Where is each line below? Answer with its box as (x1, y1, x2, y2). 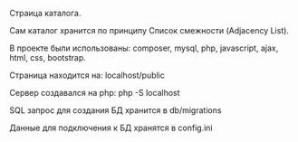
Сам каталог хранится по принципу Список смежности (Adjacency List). (9, 25, 290, 35)
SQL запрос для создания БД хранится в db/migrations (9, 105, 222, 116)
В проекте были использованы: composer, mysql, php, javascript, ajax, (9, 43, 279, 53)
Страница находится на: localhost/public (9, 70, 166, 80)
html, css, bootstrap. (9, 52, 86, 62)
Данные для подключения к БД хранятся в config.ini (9, 122, 213, 133)
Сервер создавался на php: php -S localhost (9, 88, 180, 98)
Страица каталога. (9, 8, 82, 18)
